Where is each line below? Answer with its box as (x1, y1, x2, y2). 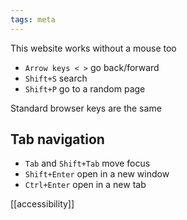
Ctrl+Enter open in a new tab (24, 179, 147, 191)
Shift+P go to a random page (24, 82, 146, 95)
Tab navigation (10, 131, 105, 148)
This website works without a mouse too (10, 42, 177, 54)
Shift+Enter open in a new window (24, 168, 170, 180)
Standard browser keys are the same (10, 102, 162, 114)
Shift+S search (24, 72, 88, 84)
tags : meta (10, 14, 56, 25)
